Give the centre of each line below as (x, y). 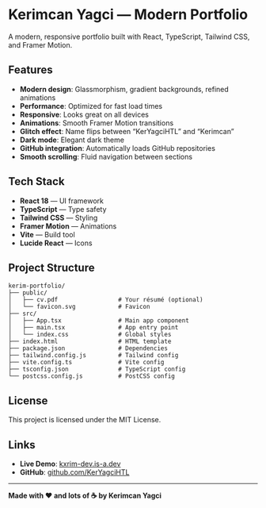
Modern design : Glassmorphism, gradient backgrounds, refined (124, 89)
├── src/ (23, 314)
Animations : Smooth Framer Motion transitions (97, 123)
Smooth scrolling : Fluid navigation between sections (106, 156)
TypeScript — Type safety (63, 209)
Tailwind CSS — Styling (59, 217)
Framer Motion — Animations (68, 226)
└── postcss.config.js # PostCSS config (92, 376)
